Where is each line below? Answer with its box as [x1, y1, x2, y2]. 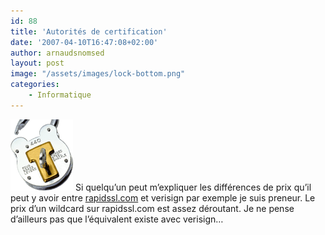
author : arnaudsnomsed [10, 48, 105, 58]
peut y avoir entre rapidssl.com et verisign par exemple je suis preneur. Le [10, 191, 316, 204]
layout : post [10, 58, 65, 69]
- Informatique [28, 90, 92, 100]
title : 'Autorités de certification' [10, 26, 168, 37]
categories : [10, 80, 60, 90]
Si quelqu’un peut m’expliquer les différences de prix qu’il [74, 181, 312, 193]
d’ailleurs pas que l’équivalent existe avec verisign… [10, 213, 224, 225]
